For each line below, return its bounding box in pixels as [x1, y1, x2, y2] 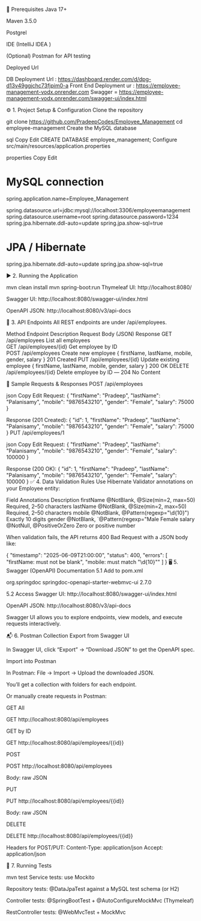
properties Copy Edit [6, 154, 58, 161]
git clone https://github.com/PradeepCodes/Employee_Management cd [6, 118, 183, 125]
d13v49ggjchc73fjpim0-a [6, 82, 69, 89]
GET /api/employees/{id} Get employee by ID [6, 343, 118, 350]
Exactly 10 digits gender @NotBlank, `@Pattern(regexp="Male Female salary [6, 515, 195, 522]
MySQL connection [6, 175, 104, 189]
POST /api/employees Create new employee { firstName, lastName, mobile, [6, 349, 193, 356]
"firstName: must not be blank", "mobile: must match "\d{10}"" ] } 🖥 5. [6, 558, 179, 565]
